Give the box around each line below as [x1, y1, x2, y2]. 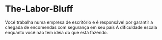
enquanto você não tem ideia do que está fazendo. [5, 29, 108, 35]
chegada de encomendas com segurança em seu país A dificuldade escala [5, 24, 157, 30]
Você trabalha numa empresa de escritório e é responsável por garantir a [5, 19, 153, 25]
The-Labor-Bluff [5, 3, 73, 14]
